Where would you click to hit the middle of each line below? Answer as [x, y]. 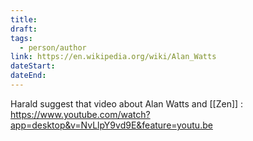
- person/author [53, 47]
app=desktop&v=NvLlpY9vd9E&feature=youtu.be [111, 125]
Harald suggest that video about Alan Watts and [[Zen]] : [127, 103]
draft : [24, 29]
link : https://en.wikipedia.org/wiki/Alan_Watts [113, 57]
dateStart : [33, 66]
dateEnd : [28, 76]
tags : [21, 38]
